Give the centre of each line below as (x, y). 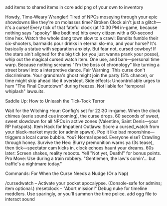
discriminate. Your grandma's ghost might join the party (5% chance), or (80, 75)
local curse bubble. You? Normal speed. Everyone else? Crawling (93, 137)
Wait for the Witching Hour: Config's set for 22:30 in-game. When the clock (83, 110)
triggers (13, 137)
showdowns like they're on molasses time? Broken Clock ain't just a (75, 22)
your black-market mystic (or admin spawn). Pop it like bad (66, 132)
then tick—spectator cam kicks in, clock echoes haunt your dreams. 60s (80, 148)
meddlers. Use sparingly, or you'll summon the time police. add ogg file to (81, 194)
